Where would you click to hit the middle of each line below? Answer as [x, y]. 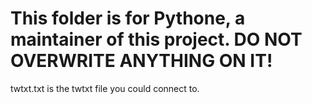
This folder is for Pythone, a [128, 18]
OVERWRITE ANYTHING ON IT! [141, 61]
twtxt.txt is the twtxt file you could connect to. [105, 88]
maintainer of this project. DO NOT [156, 39]
